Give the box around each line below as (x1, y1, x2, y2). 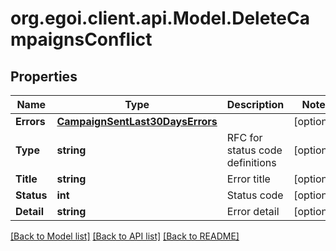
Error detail (226, 205, 280, 218)
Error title (226, 172, 271, 186)
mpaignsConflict (10, 28, 153, 51)
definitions (226, 156, 277, 169)
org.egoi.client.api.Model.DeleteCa (10, 7, 310, 30)
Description (226, 98, 285, 111)
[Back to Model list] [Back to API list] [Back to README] (10, 230, 240, 242)
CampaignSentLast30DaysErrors (56, 115, 218, 128)
